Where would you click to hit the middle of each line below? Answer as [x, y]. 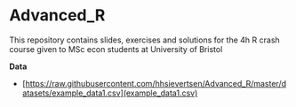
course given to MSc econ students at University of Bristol [116, 49]
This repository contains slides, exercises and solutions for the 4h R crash [144, 40]
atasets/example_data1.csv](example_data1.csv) [110, 93]
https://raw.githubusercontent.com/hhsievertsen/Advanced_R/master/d [156, 83]
